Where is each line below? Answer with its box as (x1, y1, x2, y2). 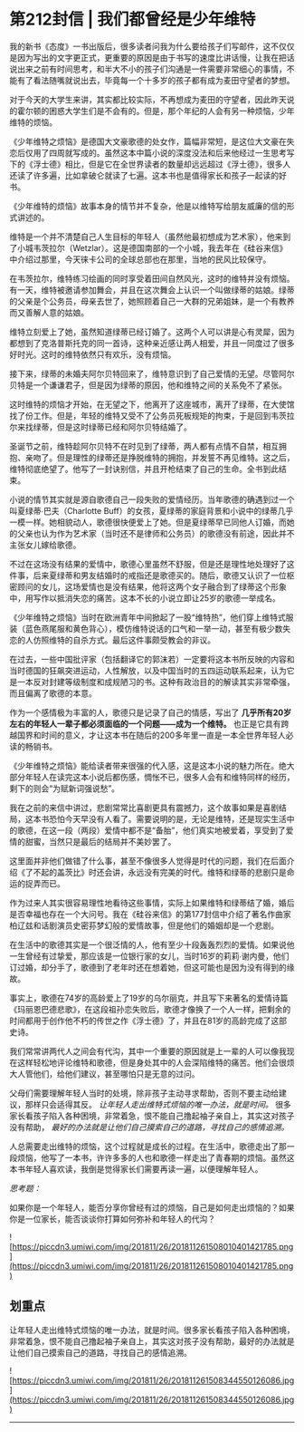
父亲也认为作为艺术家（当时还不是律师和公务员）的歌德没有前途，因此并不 (16, 527, 295, 538)
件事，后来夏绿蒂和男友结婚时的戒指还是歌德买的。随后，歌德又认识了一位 (9, 569, 287, 581)
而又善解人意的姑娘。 (9, 306, 89, 318)
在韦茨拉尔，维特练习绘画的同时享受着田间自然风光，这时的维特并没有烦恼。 (9, 273, 295, 284)
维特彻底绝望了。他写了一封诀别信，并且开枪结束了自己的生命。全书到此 (9, 463, 279, 474)
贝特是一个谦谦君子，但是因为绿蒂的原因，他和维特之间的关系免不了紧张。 (9, 379, 287, 391)
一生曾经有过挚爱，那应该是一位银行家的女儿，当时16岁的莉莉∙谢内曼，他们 (9, 950, 290, 962)
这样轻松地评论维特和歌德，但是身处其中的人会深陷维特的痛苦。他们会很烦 (16, 1057, 295, 1068)
